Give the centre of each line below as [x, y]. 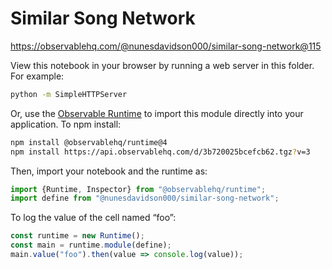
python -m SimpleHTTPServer [69, 94]
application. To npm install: [66, 124]
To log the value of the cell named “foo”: [93, 218]
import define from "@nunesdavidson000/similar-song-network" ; [145, 198]
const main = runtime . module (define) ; [91, 245]
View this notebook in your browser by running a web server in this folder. [162, 65]
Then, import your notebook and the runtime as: [109, 171]
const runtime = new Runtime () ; [77, 236]
